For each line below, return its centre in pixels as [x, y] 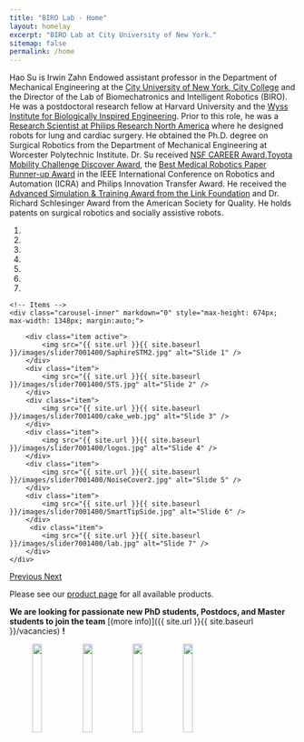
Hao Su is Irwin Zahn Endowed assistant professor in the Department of [143, 77]
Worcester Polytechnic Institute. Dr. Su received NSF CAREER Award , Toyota [151, 155]
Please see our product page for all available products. [112, 594]
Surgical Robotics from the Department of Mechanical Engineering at [138, 145]
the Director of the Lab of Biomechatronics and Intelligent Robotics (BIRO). [148, 97]
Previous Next [36, 577]
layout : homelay [40, 26]
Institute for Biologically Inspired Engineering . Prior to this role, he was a [144, 116]
